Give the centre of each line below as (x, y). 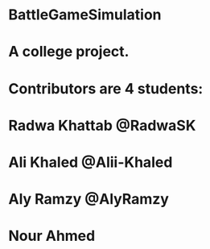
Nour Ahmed (52, 236)
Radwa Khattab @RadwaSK (102, 125)
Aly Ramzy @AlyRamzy (89, 199)
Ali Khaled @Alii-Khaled (91, 162)
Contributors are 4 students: (106, 88)
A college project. (69, 52)
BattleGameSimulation (85, 15)
